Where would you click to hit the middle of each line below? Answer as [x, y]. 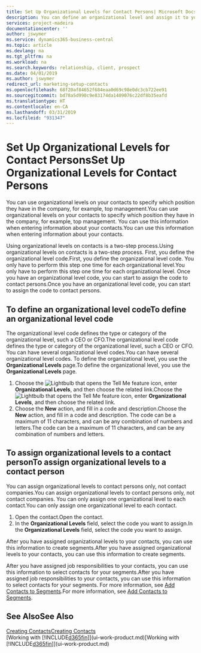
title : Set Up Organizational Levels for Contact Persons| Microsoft [95, 12]
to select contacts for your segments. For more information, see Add [91, 585]
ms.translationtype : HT [36, 101]
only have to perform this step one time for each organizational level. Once [98, 271]
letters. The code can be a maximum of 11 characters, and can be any [100, 428]
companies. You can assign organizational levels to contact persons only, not [100, 492]
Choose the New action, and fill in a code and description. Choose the [100, 408]
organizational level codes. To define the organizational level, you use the [97, 359]
